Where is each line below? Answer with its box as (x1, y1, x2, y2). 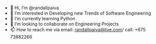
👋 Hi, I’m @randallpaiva (10, 5, 59, 11)
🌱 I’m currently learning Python (10, 16, 75, 21)
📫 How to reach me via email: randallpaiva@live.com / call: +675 (10, 27, 146, 32)
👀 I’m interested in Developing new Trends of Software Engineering (10, 10, 151, 16)
